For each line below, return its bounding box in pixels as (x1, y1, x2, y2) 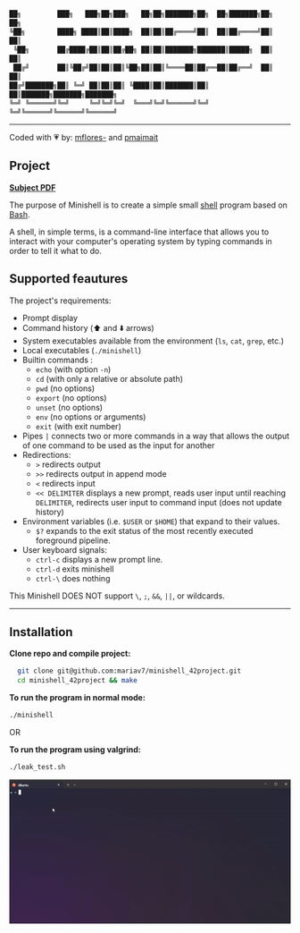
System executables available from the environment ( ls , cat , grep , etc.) (21, 335, 284, 346)
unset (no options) (35, 402, 104, 412)
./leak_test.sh (9, 763, 66, 772)
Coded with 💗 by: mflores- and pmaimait (9, 132, 159, 142)
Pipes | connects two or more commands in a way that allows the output (21, 430, 290, 441)
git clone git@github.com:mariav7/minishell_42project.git (17, 666, 242, 675)
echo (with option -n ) (35, 363, 112, 375)
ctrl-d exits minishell (35, 564, 114, 574)
